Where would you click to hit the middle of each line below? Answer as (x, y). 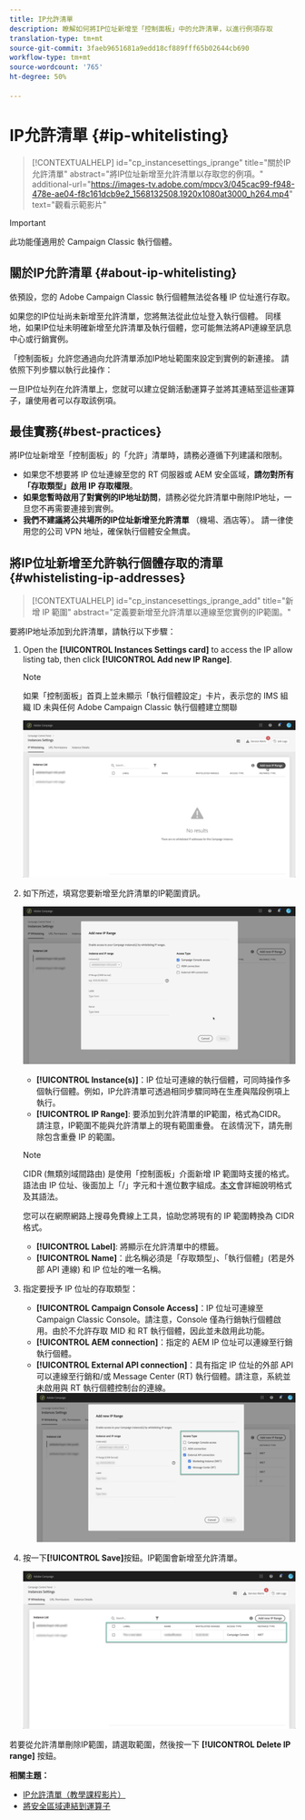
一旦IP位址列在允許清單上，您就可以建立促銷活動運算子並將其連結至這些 (144, 389)
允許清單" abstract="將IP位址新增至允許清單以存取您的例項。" (148, 174)
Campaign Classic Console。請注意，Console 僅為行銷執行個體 (155, 1319)
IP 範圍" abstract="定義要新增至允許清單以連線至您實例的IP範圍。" (167, 612)
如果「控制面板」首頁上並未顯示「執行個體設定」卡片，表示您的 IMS (150, 696)
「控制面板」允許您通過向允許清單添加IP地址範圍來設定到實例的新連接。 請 (149, 358)
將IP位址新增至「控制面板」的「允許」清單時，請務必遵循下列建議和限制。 (148, 455)
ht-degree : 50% (38, 77)
